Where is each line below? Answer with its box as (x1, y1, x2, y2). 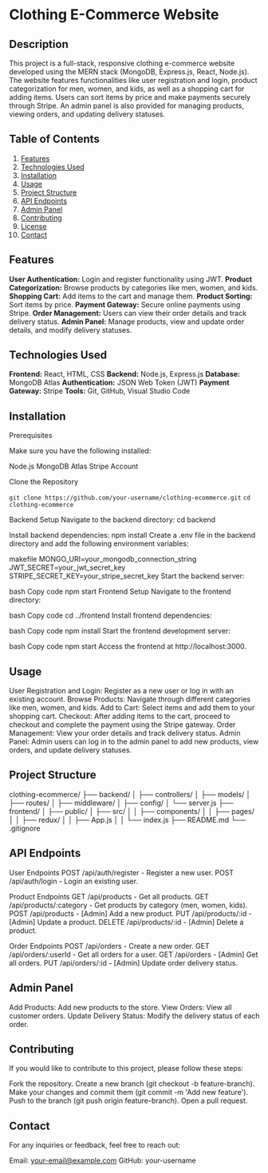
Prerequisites (9, 431, 53, 440)
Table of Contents (9, 132, 100, 146)
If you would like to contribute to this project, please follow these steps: (9, 1064, 244, 1073)
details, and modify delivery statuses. (9, 325, 132, 334)
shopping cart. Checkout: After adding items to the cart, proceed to (9, 712, 231, 721)
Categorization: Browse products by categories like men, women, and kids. (9, 282, 258, 292)
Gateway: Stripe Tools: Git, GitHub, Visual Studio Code (9, 386, 191, 396)
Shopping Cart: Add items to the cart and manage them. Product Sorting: (9, 291, 254, 301)
